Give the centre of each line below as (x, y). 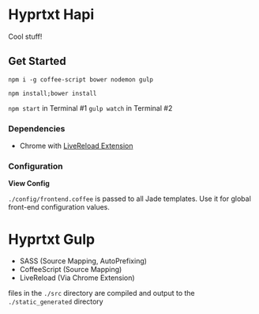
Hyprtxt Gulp (52, 239)
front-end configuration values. (59, 207)
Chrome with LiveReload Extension (76, 146)
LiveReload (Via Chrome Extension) (77, 278)
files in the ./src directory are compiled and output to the (101, 293)
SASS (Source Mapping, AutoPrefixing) (83, 261)
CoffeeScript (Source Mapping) (71, 270)
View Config (29, 183)
